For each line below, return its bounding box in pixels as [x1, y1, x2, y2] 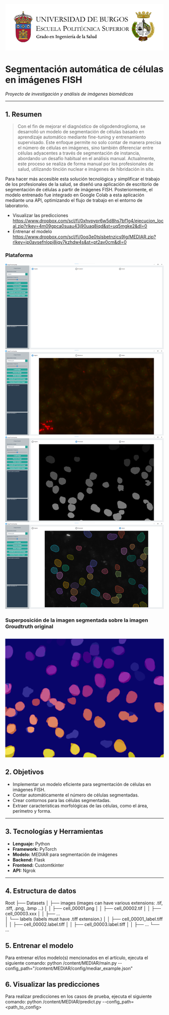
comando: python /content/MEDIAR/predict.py [5, 999, 102, 1005]
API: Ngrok [12, 867, 36, 874]
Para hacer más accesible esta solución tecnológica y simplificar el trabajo [5, 176, 160, 182]
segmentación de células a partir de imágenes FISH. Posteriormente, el [5, 187, 153, 193]
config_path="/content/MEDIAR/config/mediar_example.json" [5, 966, 133, 972]
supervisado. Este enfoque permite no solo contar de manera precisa [17, 139, 161, 146]
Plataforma [5, 252, 33, 259]
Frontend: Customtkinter [12, 862, 64, 868]
